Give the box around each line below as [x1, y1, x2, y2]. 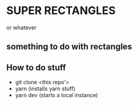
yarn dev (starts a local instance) [15, 92, 98, 99]
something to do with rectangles [6, 42, 133, 52]
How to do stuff [6, 62, 66, 73]
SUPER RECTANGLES [6, 4, 116, 18]
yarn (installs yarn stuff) [15, 85, 76, 92]
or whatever [6, 24, 37, 31]
